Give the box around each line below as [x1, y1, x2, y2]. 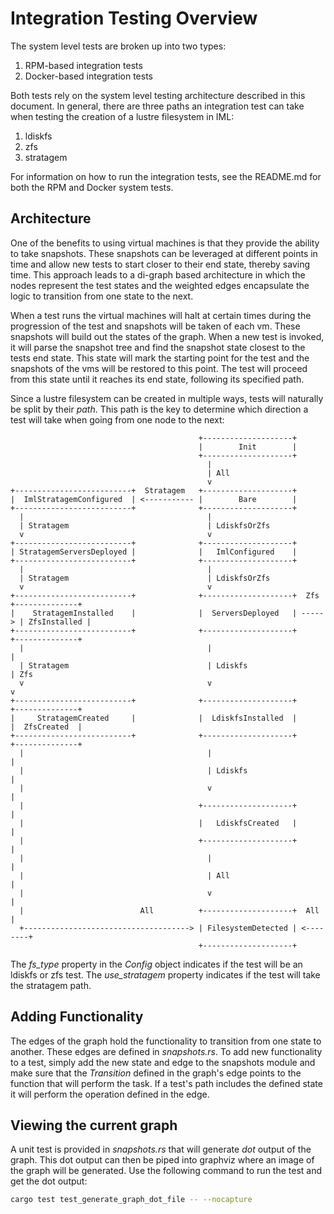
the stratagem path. [10, 979, 92, 991]
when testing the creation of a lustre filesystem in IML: [10, 110, 235, 122]
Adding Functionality [10, 1008, 144, 1026]
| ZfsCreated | [10, 722, 83, 732]
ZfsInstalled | [28, 617, 92, 627]
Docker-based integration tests [24, 70, 153, 82]
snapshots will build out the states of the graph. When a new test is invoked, [10, 330, 325, 342]
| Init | [198, 442, 298, 452]
